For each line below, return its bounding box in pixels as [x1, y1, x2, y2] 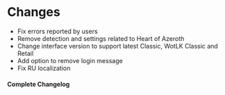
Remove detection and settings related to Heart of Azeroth [17, 34, 185, 42]
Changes [7, 4, 60, 20]
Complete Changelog [7, 80, 70, 88]
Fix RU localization [17, 64, 71, 72]
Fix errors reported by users [17, 27, 99, 35]
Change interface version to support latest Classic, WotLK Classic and [17, 42, 219, 50]
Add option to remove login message [17, 56, 123, 64]
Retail [17, 49, 34, 58]
